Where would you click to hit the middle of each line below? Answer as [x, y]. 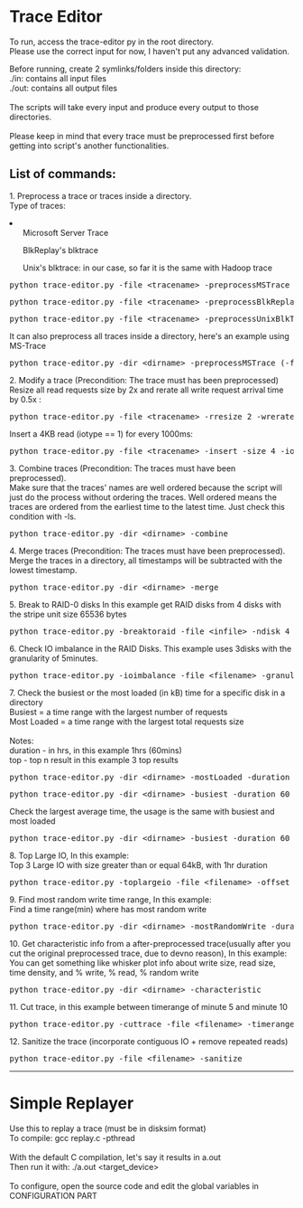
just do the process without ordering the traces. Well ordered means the [143, 497]
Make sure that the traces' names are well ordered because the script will [146, 487]
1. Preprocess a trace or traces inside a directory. [101, 195]
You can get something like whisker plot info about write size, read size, [142, 963]
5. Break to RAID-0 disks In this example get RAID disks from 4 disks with [145, 604]
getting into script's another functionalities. [89, 146]
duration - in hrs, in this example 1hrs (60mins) [96, 750]
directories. [31, 117]
